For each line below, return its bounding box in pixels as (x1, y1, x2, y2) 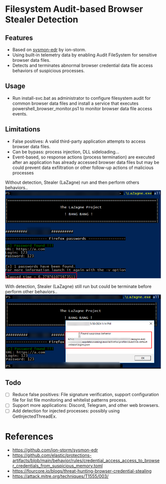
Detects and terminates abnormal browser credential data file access (12, 63, 153, 68)
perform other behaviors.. (5, 289, 58, 295)
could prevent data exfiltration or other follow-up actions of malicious (12, 164, 154, 170)
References (5, 431, 53, 442)
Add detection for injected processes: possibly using (12, 408, 120, 414)
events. (12, 111, 28, 117)
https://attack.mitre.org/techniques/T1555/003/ (12, 473, 109, 480)
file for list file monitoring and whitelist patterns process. (12, 397, 127, 403)
